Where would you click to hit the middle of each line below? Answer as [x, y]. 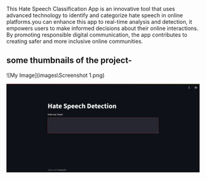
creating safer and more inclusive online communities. [74, 41]
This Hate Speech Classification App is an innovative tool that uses [91, 9]
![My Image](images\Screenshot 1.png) [55, 75]
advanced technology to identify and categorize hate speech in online [95, 15]
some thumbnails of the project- [69, 60]
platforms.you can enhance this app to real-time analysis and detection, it [99, 22]
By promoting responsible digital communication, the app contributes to [97, 35]
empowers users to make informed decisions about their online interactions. [102, 28]
